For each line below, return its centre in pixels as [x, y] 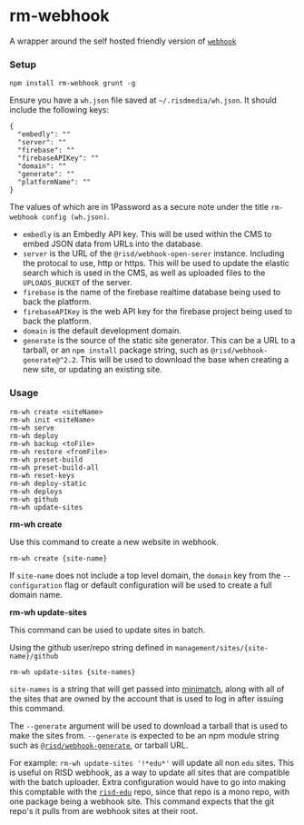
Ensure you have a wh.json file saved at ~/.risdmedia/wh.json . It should [143, 100]
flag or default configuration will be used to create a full [168, 585]
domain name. [36, 594]
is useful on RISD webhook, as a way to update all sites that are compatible [150, 772]
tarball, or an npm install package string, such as [116, 350]
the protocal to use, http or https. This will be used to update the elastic [156, 263]
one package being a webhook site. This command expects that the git [142, 801]
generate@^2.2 [49, 361]
